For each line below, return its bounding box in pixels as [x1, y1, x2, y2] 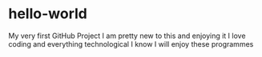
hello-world [8, 5, 88, 23]
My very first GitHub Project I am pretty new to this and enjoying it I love [8, 31, 246, 40]
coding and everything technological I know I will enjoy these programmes [8, 39, 254, 48]
